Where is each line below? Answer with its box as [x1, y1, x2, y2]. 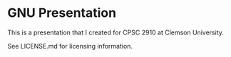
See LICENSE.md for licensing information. [7, 42, 133, 50]
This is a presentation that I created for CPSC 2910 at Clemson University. [7, 28, 225, 37]
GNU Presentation [7, 5, 116, 21]
